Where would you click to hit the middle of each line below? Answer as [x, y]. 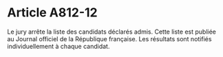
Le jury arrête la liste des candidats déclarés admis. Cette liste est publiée [112, 32]
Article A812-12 [52, 13]
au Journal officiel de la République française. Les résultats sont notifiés [109, 38]
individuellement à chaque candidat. [59, 46]
